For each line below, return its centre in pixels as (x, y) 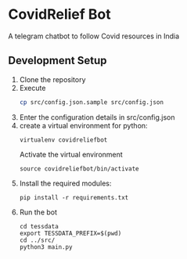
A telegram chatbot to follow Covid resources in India (94, 36)
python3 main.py (46, 247)
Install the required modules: (65, 183)
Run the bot (38, 212)
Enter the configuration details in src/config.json (97, 117)
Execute (32, 88)
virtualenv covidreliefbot (63, 140)
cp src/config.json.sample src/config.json (92, 102)
